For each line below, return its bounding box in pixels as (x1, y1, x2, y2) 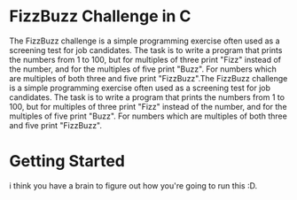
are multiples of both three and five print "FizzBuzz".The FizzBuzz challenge (9, 73, 288, 83)
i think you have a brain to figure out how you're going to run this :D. (9, 180, 258, 191)
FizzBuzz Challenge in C (9, 6, 191, 27)
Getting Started (9, 151, 126, 172)
